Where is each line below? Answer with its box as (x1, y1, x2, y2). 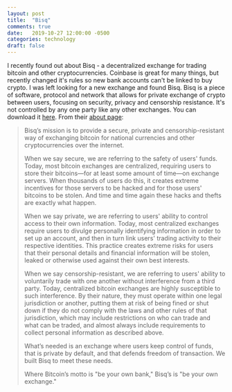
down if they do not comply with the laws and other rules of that (24, 306, 207, 314)
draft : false (7, 42, 45, 49)
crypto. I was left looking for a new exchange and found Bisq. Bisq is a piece (7, 84, 225, 91)
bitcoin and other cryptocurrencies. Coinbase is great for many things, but (7, 69, 220, 77)
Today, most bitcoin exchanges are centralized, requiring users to (24, 162, 211, 170)
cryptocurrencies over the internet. (24, 141, 125, 149)
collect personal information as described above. (24, 328, 164, 337)
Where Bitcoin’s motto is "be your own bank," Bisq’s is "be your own (24, 370, 218, 378)
